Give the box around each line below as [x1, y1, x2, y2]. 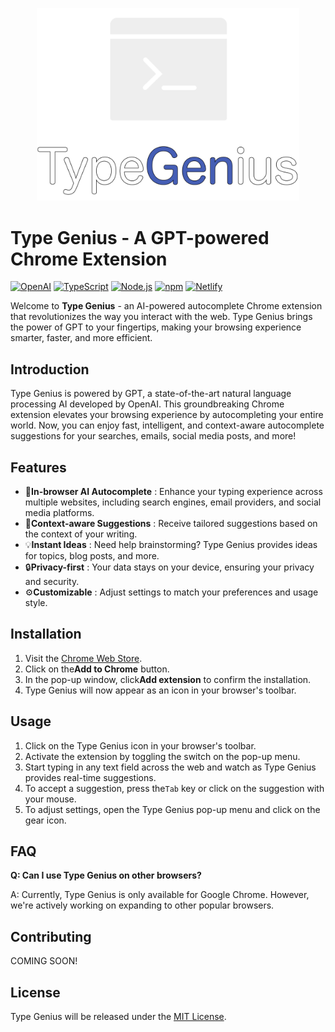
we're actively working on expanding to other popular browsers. [10, 899, 275, 912]
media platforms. [24, 507, 95, 518]
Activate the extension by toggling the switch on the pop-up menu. [24, 750, 301, 762]
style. [24, 597, 48, 608]
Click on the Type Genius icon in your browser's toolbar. [24, 739, 257, 752]
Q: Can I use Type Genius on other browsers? [10, 869, 202, 882]
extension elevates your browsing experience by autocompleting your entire [10, 409, 324, 421]
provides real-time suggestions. [24, 771, 157, 783]
